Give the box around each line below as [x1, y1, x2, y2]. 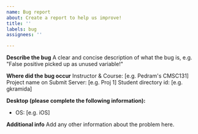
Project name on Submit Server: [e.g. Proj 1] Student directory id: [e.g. [6, 79, 183, 86]
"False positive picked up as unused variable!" [6, 61, 124, 68]
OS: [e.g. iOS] [15, 109, 50, 116]
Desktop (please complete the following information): [6, 97, 146, 105]
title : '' [6, 20, 32, 26]
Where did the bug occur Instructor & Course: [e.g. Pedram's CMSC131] [6, 72, 189, 80]
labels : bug [6, 26, 37, 32]
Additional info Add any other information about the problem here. [6, 121, 175, 128]
